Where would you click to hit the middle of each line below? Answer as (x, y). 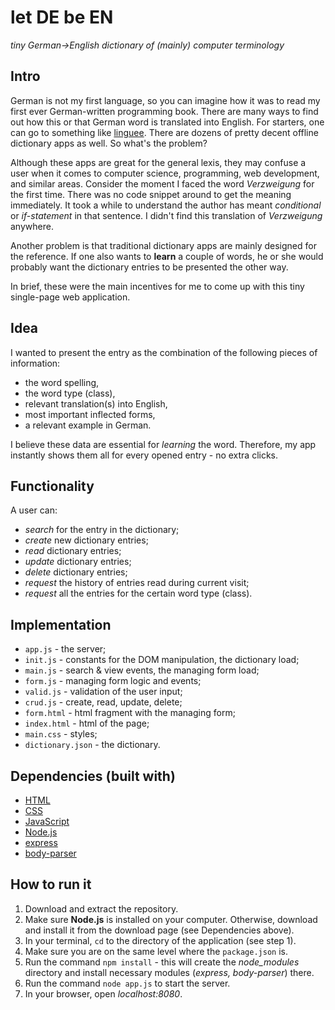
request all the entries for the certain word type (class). (138, 593)
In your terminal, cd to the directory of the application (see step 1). (160, 940)
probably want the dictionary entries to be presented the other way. (149, 267)
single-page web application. (70, 297)
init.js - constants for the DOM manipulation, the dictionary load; (162, 660)
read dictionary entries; (73, 551)
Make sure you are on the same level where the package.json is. (156, 951)
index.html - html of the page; (87, 723)
